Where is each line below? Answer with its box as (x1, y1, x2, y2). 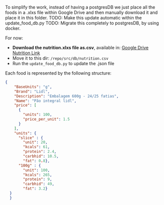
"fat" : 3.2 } (23, 186, 48, 191)
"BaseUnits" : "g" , (14, 84, 52, 89)
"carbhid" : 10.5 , (23, 154, 59, 159)
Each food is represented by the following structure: (5, 70, 112, 76)
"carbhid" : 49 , (23, 182, 55, 187)
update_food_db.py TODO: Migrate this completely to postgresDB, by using (5, 20, 159, 26)
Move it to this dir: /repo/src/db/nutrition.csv (12, 55, 108, 61)
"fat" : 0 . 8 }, (23, 158, 50, 163)
